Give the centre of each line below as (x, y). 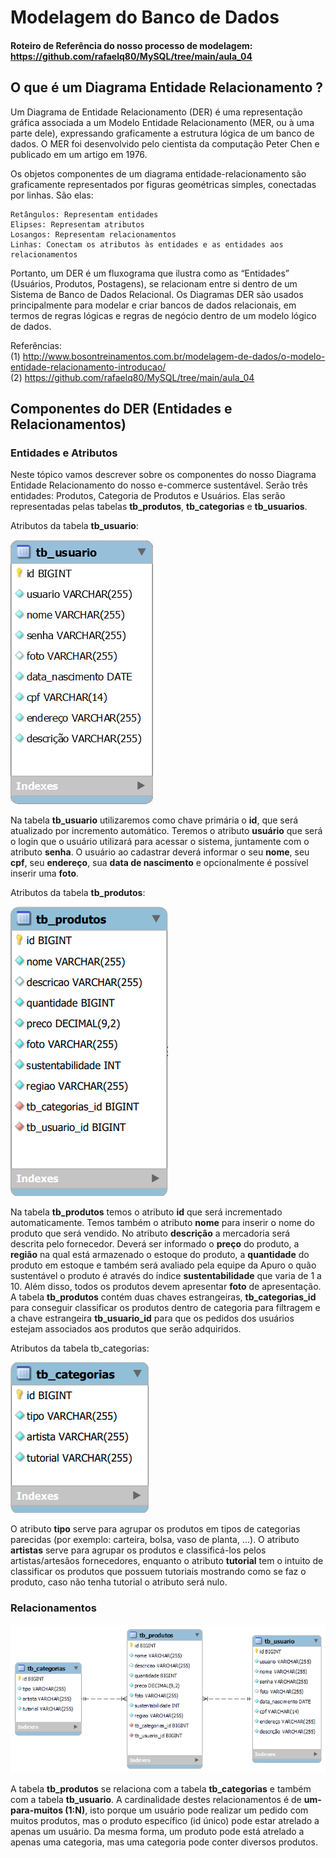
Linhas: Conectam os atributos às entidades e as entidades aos (147, 244)
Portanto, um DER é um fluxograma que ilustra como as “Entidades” (150, 273)
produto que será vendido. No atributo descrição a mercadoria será (150, 1233)
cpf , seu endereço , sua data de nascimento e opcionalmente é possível (159, 863)
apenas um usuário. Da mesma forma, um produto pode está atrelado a (157, 1831)
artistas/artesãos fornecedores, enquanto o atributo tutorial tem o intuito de (167, 1561)
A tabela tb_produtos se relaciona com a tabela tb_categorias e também (161, 1789)
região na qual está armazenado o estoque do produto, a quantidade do (160, 1255)
